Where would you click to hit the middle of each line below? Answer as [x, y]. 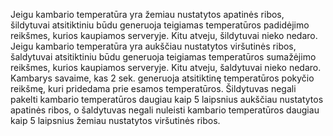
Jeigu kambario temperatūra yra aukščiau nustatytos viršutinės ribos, [153, 46]
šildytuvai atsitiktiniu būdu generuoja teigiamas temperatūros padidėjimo [160, 25]
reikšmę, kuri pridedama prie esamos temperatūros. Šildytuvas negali [153, 88]
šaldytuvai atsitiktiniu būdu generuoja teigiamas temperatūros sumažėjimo [163, 57]
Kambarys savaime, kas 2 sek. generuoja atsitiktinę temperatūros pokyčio [162, 78]
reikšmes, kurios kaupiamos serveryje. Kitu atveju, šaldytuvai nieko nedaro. [166, 67]
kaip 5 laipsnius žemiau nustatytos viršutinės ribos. [115, 120]
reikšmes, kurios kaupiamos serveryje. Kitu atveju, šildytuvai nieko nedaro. [164, 35]
